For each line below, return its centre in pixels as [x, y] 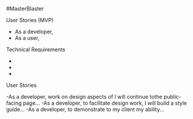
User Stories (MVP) [30, 20]
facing [14, 103]
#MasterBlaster [25, 9]
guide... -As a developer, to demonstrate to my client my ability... [85, 109]
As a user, [27, 38]
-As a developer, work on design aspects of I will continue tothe [84, 97]
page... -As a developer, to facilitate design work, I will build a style [105, 103]
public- [172, 97]
